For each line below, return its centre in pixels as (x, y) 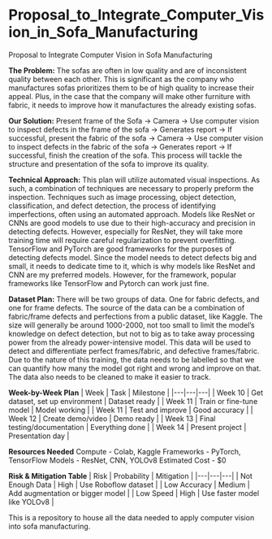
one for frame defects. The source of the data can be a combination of (127, 307)
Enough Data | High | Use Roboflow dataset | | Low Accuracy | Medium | (129, 485)
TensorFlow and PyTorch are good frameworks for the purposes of (120, 249)
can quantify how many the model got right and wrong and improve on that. (135, 368)
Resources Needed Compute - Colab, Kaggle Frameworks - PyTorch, (125, 451)
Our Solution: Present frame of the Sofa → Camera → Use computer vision (134, 120)
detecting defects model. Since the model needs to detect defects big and (133, 257)
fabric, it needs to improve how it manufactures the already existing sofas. (132, 105)
